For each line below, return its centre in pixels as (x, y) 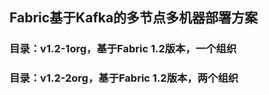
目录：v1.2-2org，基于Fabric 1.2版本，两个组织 (124, 78)
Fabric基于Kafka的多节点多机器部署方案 (134, 18)
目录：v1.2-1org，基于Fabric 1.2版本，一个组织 (123, 49)
